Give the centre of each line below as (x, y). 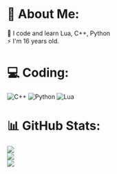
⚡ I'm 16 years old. (33, 41)
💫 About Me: (43, 14)
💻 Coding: (38, 73)
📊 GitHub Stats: (54, 126)
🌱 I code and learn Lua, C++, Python (59, 33)
